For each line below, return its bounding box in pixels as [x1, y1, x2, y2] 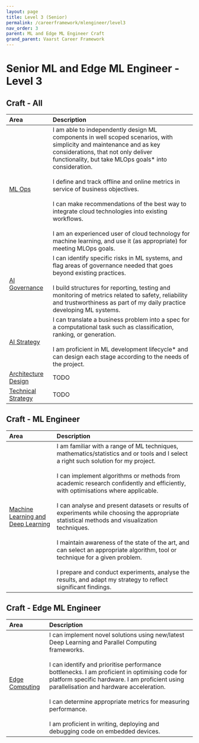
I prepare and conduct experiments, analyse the [56, 568, 190, 576]
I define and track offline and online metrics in [52, 177, 181, 186]
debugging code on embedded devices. [49, 727, 161, 735]
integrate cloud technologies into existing [52, 207, 168, 215]
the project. [52, 360, 85, 368]
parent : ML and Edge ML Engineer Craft [6, 31, 105, 37]
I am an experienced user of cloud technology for [52, 230, 190, 237]
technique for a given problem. [56, 553, 142, 561]
